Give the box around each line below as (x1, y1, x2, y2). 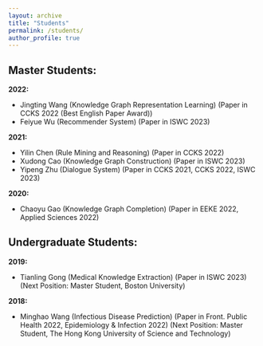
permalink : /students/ (8, 26, 84, 34)
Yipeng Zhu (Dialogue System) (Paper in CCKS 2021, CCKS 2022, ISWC (19, 165, 256, 175)
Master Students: (8, 63, 97, 77)
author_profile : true (8, 33, 80, 42)
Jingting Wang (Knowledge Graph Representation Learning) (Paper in (19, 100, 249, 110)
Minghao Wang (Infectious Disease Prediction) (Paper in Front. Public (19, 312, 248, 321)
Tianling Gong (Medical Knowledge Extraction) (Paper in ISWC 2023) (19, 272, 247, 281)
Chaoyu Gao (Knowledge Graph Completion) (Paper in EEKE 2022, (19, 204, 239, 214)
